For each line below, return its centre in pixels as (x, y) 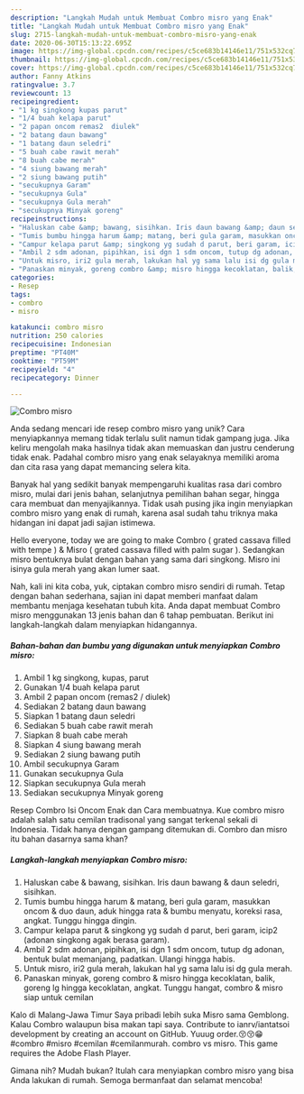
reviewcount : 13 (41, 93)
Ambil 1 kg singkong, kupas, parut (86, 678)
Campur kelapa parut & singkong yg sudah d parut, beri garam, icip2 (151, 931)
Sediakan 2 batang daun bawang (85, 707)
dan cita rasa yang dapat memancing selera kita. (101, 467)
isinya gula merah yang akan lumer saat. (85, 569)
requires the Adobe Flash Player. (71, 1053)
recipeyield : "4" (43, 369)
